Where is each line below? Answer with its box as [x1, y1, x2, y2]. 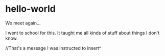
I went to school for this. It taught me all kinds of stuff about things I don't [5, 30, 160, 36]
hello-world [5, 3, 56, 15]
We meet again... [5, 20, 41, 26]
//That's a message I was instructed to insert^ [5, 45, 102, 51]
